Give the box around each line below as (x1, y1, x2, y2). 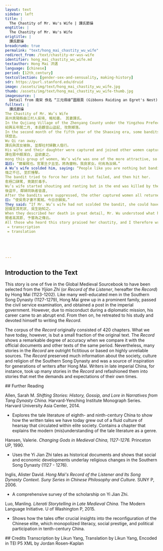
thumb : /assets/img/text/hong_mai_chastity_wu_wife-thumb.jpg (5, 89, 133, 94)
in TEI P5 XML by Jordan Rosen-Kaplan (5, 540, 84, 546)
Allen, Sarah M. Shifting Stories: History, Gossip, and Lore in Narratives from (5, 393, 158, 399)
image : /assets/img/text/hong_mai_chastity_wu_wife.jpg (5, 84, 120, 89)
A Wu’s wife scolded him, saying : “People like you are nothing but (5, 166, 147, 171)
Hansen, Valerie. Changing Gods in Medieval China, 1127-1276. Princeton (5, 437, 151, 443)
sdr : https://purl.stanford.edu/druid (5, 79, 83, 84)
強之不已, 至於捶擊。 (5, 170, 42, 175)
